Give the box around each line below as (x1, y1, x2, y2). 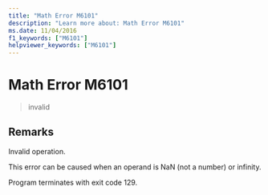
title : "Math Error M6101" (8, 11, 99, 20)
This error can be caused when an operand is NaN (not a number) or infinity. (8, 161, 262, 172)
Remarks (8, 125, 55, 139)
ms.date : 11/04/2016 (8, 26, 78, 34)
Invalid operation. (8, 146, 66, 156)
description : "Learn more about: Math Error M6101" (8, 19, 185, 27)
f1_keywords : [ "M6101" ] (8, 34, 88, 42)
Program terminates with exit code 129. (8, 177, 138, 187)
